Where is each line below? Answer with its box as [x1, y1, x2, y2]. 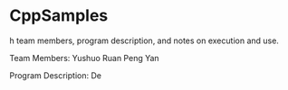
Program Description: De [9, 69, 102, 81]
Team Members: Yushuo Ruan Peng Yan [9, 52, 160, 63]
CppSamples [9, 5, 109, 26]
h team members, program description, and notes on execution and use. [9, 35, 279, 46]
